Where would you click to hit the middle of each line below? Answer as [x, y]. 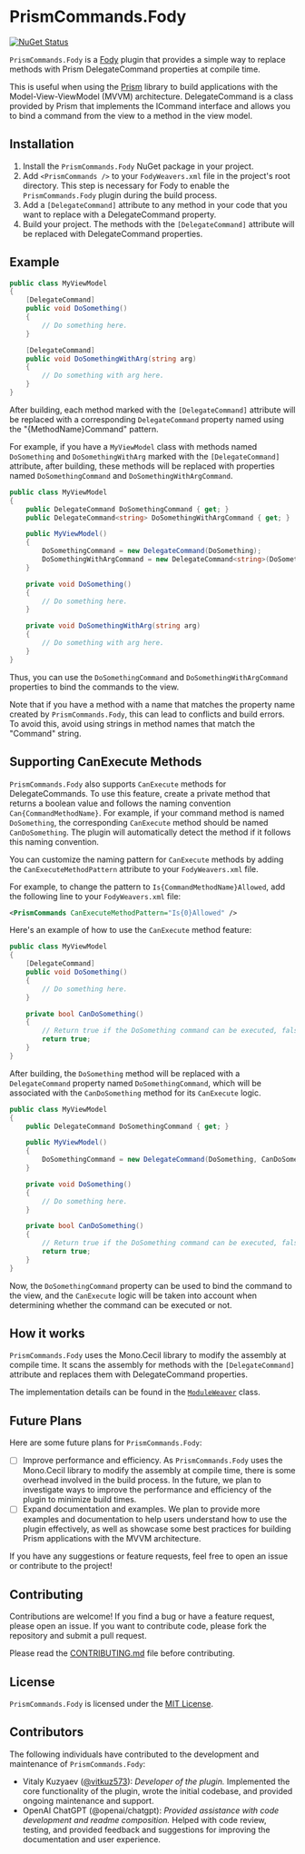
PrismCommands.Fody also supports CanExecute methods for [118, 784]
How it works [47, 1334]
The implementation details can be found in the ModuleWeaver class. [135, 1393]
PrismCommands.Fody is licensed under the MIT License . [111, 1704]
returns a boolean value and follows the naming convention [120, 803]
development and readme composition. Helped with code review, [144, 1819]
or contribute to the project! [61, 1566]
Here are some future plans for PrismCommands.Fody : [106, 1443]
